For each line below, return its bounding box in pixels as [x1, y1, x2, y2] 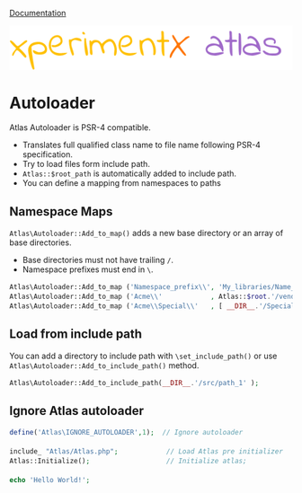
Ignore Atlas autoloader [9, 403, 144, 418]
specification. [22, 149, 74, 160]
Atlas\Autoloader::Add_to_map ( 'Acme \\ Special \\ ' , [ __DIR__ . [9, 302, 259, 311]
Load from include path [9, 327, 142, 342]
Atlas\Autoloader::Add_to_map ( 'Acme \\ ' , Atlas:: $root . [9, 292, 271, 302]
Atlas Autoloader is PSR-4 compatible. [9, 122, 151, 133]
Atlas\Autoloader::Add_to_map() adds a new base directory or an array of [9, 228, 284, 239]
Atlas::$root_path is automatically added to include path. [22, 168, 236, 179]
